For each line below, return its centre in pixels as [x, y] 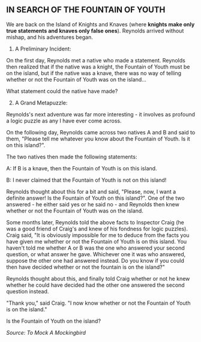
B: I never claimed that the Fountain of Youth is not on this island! [86, 180]
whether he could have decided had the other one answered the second [95, 285]
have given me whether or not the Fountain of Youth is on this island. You [97, 241]
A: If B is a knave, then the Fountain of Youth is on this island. [82, 168]
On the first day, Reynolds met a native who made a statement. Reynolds [96, 60]
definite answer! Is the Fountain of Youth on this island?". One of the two [95, 198]
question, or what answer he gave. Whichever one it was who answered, [96, 254]
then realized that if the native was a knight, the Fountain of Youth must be [98, 67]
